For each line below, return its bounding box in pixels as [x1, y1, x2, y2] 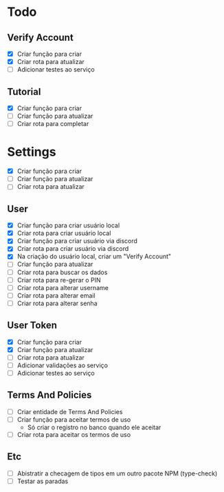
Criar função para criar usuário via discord [16, 237, 137, 245]
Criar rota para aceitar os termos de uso [16, 430, 131, 438]
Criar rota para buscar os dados [16, 268, 108, 276]
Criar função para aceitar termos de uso [16, 415, 131, 424]
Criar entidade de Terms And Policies [16, 407, 123, 416]
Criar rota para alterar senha [16, 299, 98, 307]
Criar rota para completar [16, 120, 89, 128]
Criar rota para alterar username [16, 283, 109, 291]
